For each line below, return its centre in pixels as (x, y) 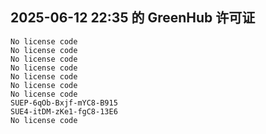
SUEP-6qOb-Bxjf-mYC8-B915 (64, 103)
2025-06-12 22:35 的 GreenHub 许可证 (133, 18)
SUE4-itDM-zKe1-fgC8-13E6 (64, 111)
